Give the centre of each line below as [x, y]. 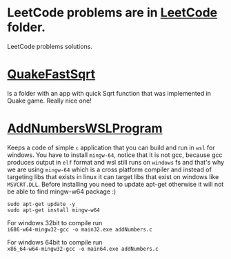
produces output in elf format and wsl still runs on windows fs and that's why [116, 162]
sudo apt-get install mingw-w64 [53, 210]
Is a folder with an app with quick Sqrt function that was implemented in [109, 93]
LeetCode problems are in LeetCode [112, 13]
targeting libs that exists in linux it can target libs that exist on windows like [113, 176]
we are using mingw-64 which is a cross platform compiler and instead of [110, 169]
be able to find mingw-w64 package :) [62, 191]
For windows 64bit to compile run [55, 242]
